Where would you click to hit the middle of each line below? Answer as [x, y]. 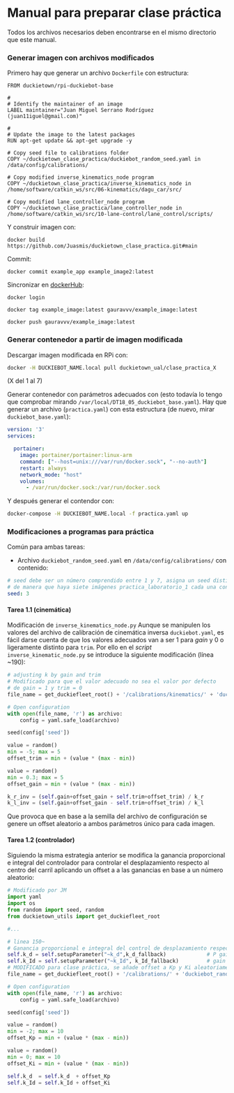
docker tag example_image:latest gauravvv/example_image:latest [102, 310]
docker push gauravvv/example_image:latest [71, 322]
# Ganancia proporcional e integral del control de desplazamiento [107, 948]
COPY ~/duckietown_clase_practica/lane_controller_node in [95, 208]
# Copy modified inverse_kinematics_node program [81, 178]
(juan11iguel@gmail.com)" [45, 117]
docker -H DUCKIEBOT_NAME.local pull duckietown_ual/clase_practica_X [112, 368]
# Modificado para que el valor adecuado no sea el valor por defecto [112, 682]
